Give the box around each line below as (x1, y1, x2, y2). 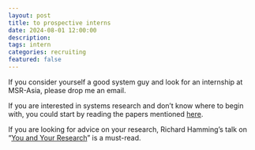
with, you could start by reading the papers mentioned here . (8, 109, 204, 118)
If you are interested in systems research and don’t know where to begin (8, 100, 244, 111)
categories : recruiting (8, 48, 87, 56)
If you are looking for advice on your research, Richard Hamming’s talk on (8, 124, 247, 134)
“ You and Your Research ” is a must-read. (8, 133, 141, 142)
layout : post (8, 11, 51, 20)
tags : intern (8, 41, 51, 49)
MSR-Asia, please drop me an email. (8, 85, 126, 95)
